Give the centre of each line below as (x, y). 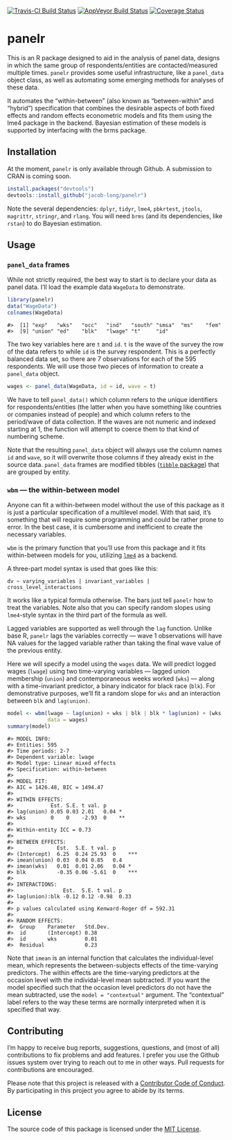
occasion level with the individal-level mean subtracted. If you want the (109, 980)
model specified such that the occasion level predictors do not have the (109, 987)
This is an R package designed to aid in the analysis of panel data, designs (114, 58)
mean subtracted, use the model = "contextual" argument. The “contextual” (116, 994)
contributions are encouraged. (51, 1070)
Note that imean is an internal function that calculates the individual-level (110, 958)
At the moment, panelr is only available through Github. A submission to (110, 168)
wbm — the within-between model (63, 490)
